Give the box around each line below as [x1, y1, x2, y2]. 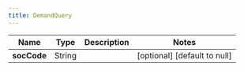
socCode [12, 50, 47, 61]
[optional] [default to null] [137, 50, 232, 61]
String [54, 50, 77, 61]
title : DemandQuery [8, 11, 73, 20]
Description [84, 36, 130, 47]
